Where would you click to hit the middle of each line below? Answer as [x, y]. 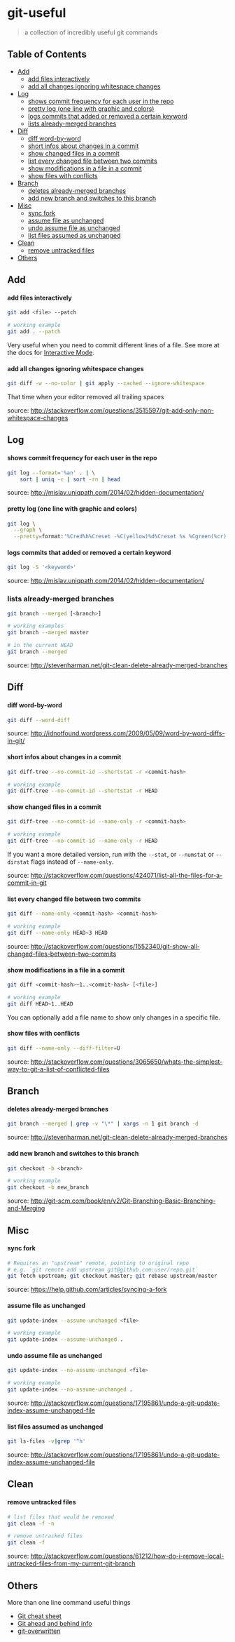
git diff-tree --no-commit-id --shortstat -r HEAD [83, 791]
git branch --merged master [48, 633]
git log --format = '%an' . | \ [51, 473]
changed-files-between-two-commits [62, 954]
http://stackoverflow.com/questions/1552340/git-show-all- [115, 946]
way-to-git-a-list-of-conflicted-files [58, 1069]
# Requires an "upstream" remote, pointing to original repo [98, 1263]
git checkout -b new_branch [48, 1187]
